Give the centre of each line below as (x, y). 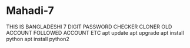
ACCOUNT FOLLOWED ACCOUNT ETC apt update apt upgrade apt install (95, 32)
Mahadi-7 (30, 11)
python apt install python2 (38, 39)
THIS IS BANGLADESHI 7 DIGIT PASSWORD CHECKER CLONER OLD (89, 27)
